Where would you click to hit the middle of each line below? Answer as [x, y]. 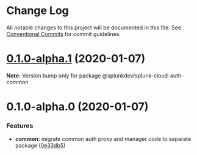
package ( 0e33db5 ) [40, 146]
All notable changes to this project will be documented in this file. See [94, 27]
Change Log [38, 11]
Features [20, 126]
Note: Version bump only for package [54, 75]
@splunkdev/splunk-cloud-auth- [143, 75]
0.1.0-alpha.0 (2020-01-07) [77, 107]
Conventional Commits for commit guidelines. [63, 34]
